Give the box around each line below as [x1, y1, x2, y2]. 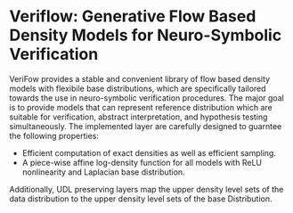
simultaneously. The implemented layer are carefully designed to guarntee [9, 120, 282, 131]
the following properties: [9, 130, 100, 141]
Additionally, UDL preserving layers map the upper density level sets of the [9, 184, 284, 194]
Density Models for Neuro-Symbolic [9, 25, 282, 45]
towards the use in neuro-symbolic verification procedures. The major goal [9, 92, 285, 103]
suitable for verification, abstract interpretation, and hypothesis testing [9, 111, 268, 122]
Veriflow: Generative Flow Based [9, 6, 256, 27]
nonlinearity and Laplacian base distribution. [21, 167, 185, 177]
